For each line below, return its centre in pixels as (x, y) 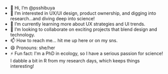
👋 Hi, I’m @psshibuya (32, 8)
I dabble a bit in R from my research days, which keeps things (75, 61)
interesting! (22, 66)
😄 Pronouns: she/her (32, 48)
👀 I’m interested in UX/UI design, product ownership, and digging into (83, 13)
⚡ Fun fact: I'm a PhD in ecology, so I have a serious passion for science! (87, 53)
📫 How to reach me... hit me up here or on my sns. (64, 40)
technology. (23, 35)
